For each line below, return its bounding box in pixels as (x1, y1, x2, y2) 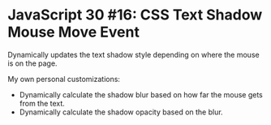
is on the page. (7, 58, 58, 68)
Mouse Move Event (7, 23, 140, 41)
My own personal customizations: (7, 74, 121, 84)
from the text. (19, 98, 66, 108)
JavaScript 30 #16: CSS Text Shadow (7, 6, 263, 24)
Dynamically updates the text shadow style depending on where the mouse (7, 50, 260, 59)
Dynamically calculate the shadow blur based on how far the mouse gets (19, 89, 263, 99)
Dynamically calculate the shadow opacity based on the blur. (19, 107, 224, 117)
